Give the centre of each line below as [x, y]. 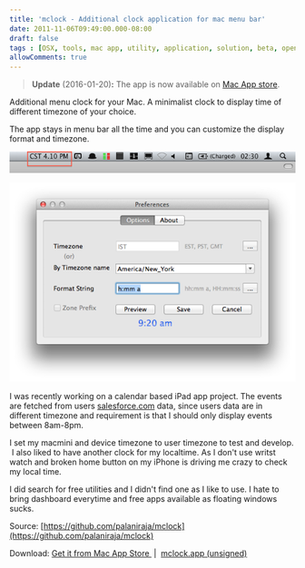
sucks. [22, 508]
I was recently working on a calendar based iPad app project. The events [146, 396]
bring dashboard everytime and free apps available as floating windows [143, 498]
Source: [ [26, 525]
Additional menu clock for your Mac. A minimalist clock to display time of [146, 102]
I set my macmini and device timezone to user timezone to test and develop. [152, 442]
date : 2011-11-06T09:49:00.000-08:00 [81, 29]
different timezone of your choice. [73, 112]
